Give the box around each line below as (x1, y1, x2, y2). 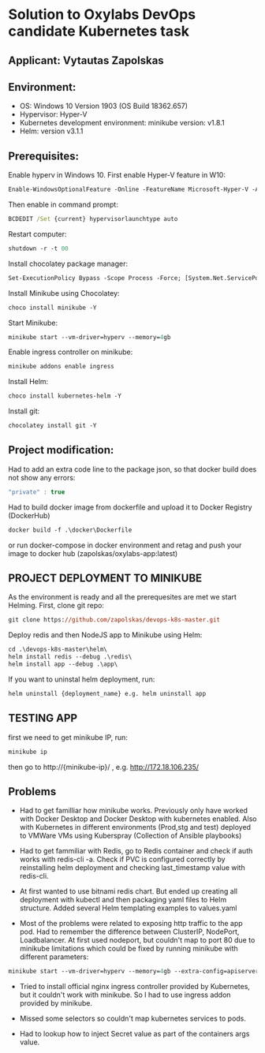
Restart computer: (8, 229, 67, 238)
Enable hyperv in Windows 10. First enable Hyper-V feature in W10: (8, 170, 226, 180)
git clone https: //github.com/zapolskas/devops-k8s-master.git (8, 616, 221, 624)
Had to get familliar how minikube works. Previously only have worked (19, 806, 248, 816)
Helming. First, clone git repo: (8, 601, 105, 611)
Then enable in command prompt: (8, 200, 118, 210)
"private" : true (8, 487, 65, 496)
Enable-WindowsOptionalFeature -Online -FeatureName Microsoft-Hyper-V (8, 185, 248, 194)
